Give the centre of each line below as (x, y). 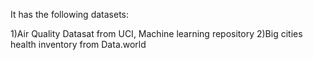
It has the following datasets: (69, 14)
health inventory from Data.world (78, 44)
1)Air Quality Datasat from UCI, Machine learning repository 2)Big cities (156, 33)
